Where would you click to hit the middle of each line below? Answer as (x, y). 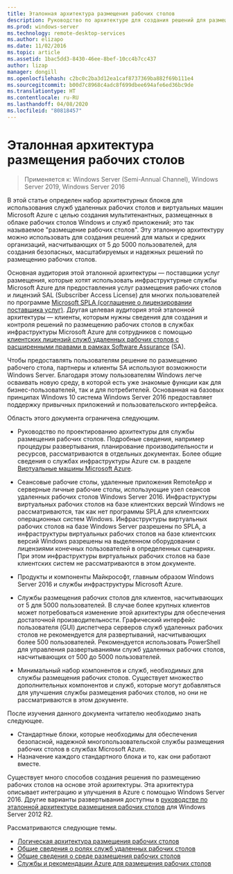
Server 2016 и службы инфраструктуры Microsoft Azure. (100, 584)
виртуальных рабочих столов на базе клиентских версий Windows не (121, 504)
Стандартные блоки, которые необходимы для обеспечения (107, 734)
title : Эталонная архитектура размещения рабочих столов (91, 14)
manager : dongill (32, 72)
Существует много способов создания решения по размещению (104, 777)
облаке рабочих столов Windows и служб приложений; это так (101, 222)
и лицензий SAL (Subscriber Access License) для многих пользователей (113, 295)
